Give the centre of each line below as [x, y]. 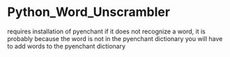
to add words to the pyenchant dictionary [67, 46]
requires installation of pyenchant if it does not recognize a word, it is [106, 31]
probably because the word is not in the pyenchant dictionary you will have [115, 38]
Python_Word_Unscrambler [89, 12]
